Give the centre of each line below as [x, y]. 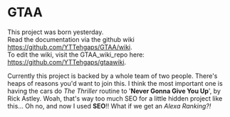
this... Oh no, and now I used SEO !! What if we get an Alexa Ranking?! [109, 106]
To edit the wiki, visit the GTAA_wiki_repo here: [76, 55]
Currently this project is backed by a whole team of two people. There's [113, 76]
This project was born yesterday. [56, 32]
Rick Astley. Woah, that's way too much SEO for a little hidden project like [115, 98]
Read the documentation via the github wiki [71, 39]
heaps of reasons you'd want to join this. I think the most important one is [115, 83]
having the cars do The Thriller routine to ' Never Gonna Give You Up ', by [114, 91]
